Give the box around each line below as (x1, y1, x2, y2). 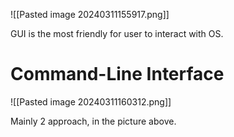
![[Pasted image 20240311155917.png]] (10, 9, 170, 20)
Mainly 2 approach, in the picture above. (10, 115, 177, 127)
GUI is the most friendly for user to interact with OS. (10, 28, 224, 39)
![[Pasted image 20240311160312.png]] (10, 95, 172, 108)
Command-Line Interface (10, 63, 225, 86)
